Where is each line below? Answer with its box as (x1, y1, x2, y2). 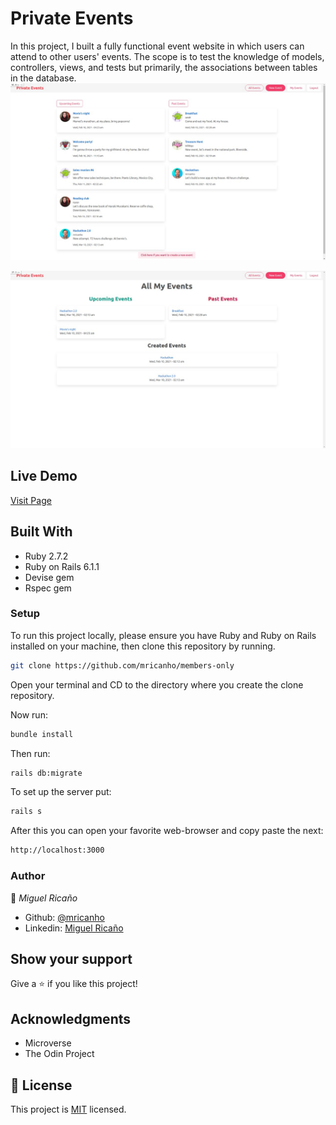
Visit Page (10, 494, 52, 506)
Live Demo (10, 468, 78, 485)
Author (10, 869, 46, 883)
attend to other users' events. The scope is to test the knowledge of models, (10, 50, 325, 62)
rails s (10, 807, 43, 817)
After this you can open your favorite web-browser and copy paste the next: (10, 825, 324, 837)
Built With (10, 523, 73, 541)
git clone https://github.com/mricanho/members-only (10, 660, 235, 671)
